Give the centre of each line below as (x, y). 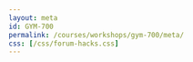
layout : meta (33, 18)
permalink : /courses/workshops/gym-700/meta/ (96, 35)
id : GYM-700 (31, 26)
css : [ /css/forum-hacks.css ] (64, 43)
